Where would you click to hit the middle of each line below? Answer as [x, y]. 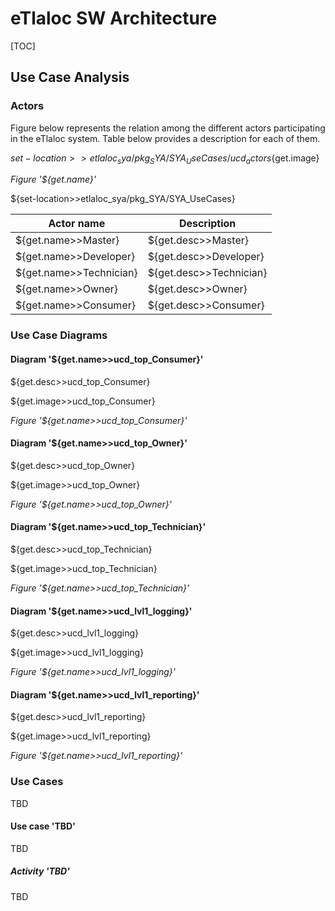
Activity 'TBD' [40, 871]
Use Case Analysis [70, 77]
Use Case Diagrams [59, 335]
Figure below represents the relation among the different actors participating [168, 128]
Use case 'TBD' [43, 826]
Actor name [77, 224]
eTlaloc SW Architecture [114, 18]
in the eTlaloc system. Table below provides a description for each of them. [165, 138]
